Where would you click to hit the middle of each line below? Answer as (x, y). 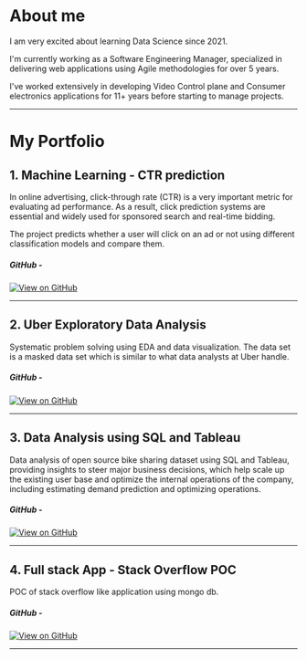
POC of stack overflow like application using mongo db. (114, 592)
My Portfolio (57, 141)
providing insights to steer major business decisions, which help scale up (147, 469)
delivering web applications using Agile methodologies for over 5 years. (144, 68)
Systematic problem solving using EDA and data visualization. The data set (150, 347)
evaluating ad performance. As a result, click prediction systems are (138, 206)
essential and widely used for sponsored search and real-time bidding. (143, 216)
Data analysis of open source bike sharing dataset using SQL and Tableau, (149, 460)
